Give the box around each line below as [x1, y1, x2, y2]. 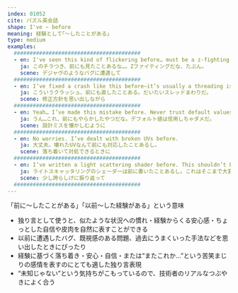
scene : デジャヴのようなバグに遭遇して [20, 69, 122, 76]
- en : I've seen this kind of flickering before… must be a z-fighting [13, 56, 230, 64]
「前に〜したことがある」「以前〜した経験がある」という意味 [7, 201, 184, 210]
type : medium [7, 37, 46, 44]
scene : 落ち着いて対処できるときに [20, 148, 111, 155]
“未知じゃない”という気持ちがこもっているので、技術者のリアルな [17, 269, 209, 277]
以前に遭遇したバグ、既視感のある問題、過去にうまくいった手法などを [17, 234, 222, 242]
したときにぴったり [30, 243, 86, 251]
